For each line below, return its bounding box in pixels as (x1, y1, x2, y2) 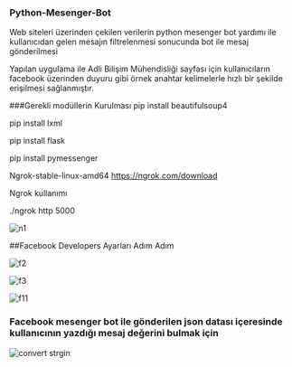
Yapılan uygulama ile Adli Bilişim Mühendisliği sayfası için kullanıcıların (9, 63, 271, 74)
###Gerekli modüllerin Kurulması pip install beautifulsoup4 (9, 100, 228, 111)
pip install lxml (9, 118, 63, 128)
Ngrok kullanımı (9, 188, 68, 199)
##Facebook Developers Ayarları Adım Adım (9, 240, 174, 251)
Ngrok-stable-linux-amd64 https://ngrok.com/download (9, 170, 219, 182)
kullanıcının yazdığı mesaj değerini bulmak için (9, 327, 219, 340)
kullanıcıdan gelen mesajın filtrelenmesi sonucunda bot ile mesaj (9, 36, 250, 47)
